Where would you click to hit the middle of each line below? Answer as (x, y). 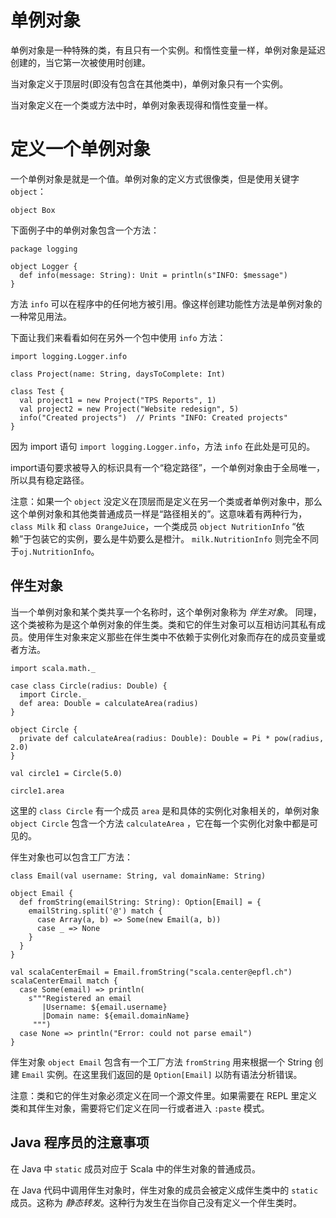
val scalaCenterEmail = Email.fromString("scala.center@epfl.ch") (151, 972)
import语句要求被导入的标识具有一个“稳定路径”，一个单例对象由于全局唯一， (168, 467)
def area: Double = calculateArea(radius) (109, 703)
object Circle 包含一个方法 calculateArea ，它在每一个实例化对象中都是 (160, 823)
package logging (44, 249)
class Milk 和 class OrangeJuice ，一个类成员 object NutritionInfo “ (153, 526)
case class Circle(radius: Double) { (89, 686)
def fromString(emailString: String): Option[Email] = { (140, 902)
